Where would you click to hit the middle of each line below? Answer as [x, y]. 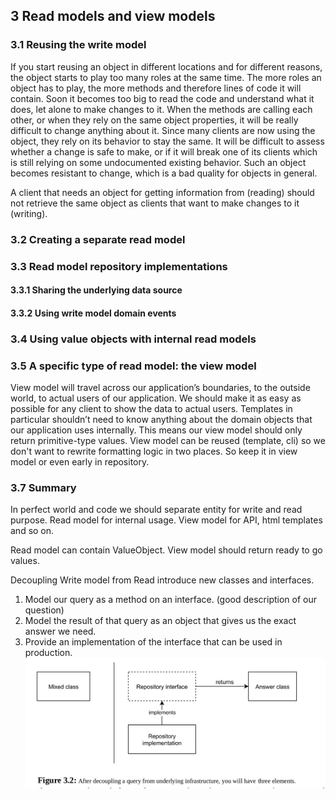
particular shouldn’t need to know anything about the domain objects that [161, 419]
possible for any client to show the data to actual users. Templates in [151, 408]
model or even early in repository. [80, 461]
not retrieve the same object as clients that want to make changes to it [155, 203]
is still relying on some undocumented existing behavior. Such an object [158, 162]
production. [48, 653]
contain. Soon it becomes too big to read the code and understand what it [162, 98]
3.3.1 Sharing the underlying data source [96, 290]
